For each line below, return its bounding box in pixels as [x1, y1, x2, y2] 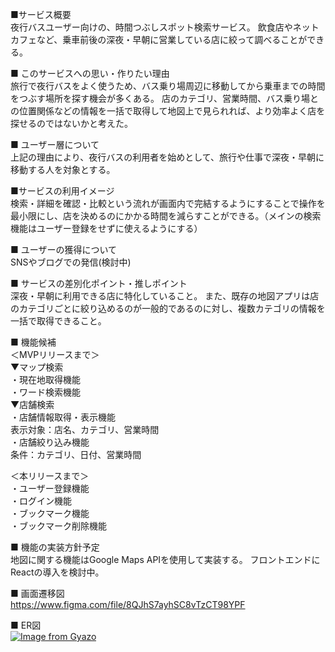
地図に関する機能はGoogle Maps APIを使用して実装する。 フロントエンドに [10, 554, 321, 565]
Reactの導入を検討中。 [10, 566, 105, 578]
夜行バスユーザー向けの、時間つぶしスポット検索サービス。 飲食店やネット [10, 21, 320, 33]
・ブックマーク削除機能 [10, 520, 107, 532]
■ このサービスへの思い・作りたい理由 [10, 68, 170, 79]
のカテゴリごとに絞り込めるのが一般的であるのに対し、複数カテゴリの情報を [10, 303, 326, 314]
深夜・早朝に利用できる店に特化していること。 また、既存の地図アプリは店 [10, 290, 320, 302]
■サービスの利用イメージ [10, 185, 115, 197]
